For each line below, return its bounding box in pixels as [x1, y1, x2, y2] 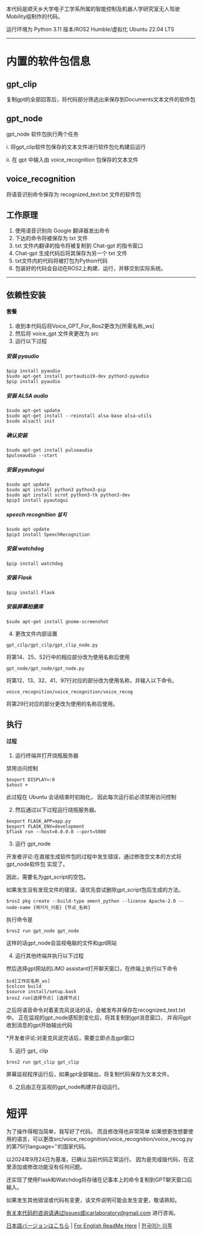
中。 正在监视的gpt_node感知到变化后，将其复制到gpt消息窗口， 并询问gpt [6, 1014, 191, 1021]
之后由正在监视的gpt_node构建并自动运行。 [14, 1084, 123, 1091]
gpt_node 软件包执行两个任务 [6, 130, 79, 138]
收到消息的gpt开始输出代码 [6, 1021, 73, 1029]
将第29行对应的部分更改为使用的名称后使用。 [6, 700, 118, 707]
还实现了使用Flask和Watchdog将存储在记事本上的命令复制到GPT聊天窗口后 [6, 1176, 192, 1184]
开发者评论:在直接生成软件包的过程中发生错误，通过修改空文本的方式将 [6, 853, 182, 860]
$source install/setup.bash [6, 989, 77, 995]
